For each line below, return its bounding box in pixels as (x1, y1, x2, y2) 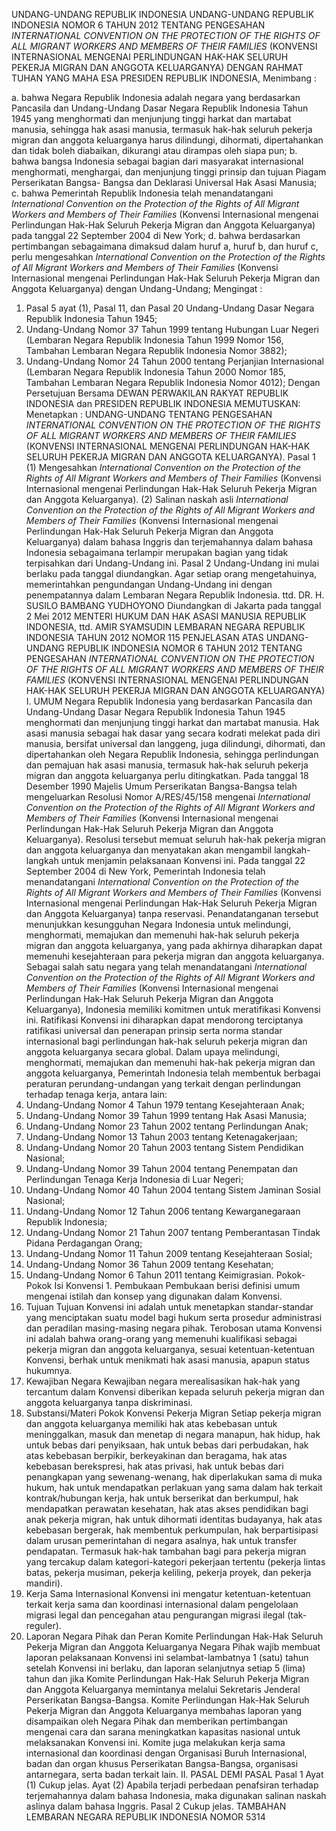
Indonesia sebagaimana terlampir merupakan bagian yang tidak (25, 547, 289, 558)
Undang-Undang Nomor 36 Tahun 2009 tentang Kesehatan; (25, 1259, 274, 1270)
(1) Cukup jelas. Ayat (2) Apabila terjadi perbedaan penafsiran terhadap (25, 1779, 319, 1791)
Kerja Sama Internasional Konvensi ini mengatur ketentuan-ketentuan (25, 1588, 311, 1599)
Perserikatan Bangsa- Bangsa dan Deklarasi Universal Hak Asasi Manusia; (11, 177, 318, 188)
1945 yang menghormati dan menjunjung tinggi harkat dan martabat (11, 113, 292, 124)
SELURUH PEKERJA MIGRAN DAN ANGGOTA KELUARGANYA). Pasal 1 (25, 451, 316, 463)
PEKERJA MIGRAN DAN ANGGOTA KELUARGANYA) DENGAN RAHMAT (11, 62, 304, 73)
